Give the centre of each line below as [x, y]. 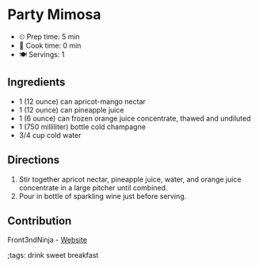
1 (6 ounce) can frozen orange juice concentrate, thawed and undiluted [135, 118]
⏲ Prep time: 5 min [49, 36]
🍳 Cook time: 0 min [50, 45]
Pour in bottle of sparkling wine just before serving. [103, 196]
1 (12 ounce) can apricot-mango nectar [82, 101]
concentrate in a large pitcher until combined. [93, 187]
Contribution [40, 221]
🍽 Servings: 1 [42, 54]
